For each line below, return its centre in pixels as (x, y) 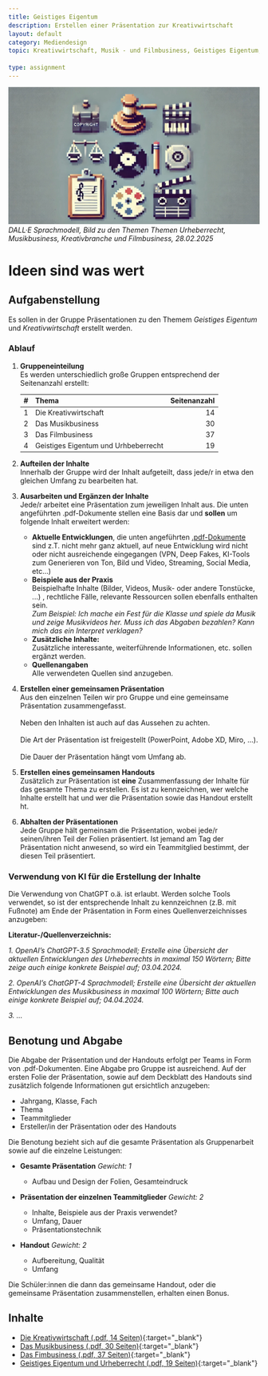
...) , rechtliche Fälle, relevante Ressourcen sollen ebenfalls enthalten (145, 596)
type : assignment (37, 68)
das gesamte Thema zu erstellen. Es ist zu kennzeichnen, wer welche (134, 789)
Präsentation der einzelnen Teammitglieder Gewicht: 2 (112, 1197)
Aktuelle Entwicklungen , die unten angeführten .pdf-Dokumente (138, 537)
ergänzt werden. (59, 656)
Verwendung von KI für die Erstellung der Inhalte (104, 877)
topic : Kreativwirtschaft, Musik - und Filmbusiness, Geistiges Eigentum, (135, 51)
